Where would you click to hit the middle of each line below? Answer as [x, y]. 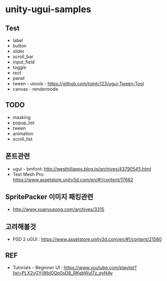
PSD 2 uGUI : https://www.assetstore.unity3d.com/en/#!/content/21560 [87, 239]
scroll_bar [23, 57]
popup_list [23, 123]
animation [23, 133]
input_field [23, 62]
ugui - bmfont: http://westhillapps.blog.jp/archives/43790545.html [82, 168]
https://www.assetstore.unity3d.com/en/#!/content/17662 [73, 180]
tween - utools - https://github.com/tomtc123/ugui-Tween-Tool [78, 83]
